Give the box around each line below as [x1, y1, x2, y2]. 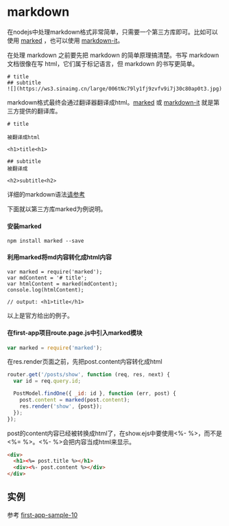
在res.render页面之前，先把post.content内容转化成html [7, 358, 162, 366]
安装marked [7, 221, 42, 230]
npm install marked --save [7, 238, 84, 245]
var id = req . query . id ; [13, 377, 81, 385]
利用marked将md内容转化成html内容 [7, 252, 112, 261]
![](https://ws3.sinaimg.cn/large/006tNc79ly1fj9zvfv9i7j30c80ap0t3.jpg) [7, 85, 223, 92]
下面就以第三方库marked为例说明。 [7, 204, 107, 213]
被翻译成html [7, 133, 40, 141]
